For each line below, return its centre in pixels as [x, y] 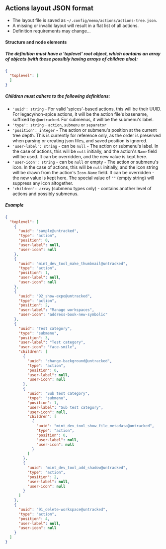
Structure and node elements [36, 42]
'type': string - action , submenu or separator [59, 125]
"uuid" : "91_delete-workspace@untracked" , [63, 509]
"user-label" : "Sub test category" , [65, 407]
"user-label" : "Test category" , [52, 342]
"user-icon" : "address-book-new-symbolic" [63, 315]
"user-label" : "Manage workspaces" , [56, 310]
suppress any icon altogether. [43, 183]
